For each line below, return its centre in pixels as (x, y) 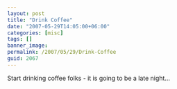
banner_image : (28, 46)
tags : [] (20, 39)
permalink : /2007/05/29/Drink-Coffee (62, 52)
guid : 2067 (23, 59)
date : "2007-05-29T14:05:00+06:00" (59, 26)
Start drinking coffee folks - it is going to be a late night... (89, 78)
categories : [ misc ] (35, 33)
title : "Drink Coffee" (40, 20)
